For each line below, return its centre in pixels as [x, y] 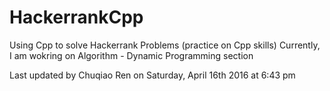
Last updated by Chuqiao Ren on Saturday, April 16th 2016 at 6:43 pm [152, 75]
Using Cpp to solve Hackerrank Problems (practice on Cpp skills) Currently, [165, 45]
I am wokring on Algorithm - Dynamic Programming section [131, 55]
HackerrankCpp [76, 17]
